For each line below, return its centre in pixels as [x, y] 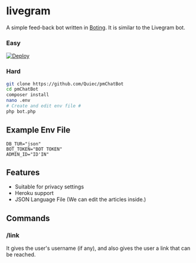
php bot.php [21, 112]
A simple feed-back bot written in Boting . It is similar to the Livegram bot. [96, 27]
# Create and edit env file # [44, 106]
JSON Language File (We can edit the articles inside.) [80, 199]
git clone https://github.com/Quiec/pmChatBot [65, 84]
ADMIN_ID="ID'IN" [28, 154]
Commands [28, 218]
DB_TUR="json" [24, 144]
